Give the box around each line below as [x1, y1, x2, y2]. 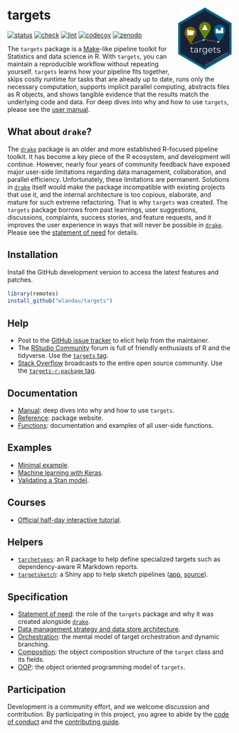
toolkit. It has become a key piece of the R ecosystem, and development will [7, 152, 230, 160]
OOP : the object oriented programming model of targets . [17, 663, 186, 672]
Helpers [7, 535, 43, 548]
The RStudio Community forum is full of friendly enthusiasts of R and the [17, 344, 231, 352]
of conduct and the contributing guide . [7, 717, 121, 726]
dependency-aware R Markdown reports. [17, 563, 139, 571]
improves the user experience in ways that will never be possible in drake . [7, 220, 224, 229]
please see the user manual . [7, 105, 90, 113]
